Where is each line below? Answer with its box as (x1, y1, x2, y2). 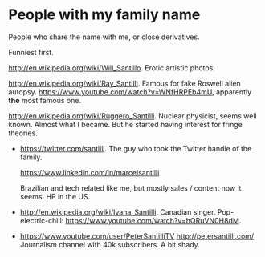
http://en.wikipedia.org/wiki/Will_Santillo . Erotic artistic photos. (8, 62, 215, 73)
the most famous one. (8, 95, 82, 105)
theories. (8, 128, 38, 138)
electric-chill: (19, 215, 64, 225)
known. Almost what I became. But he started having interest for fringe (8, 119, 243, 129)
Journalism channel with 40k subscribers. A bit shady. (19, 239, 201, 249)
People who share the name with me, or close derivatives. (8, 32, 200, 42)
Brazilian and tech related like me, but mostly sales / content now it (19, 183, 242, 193)
